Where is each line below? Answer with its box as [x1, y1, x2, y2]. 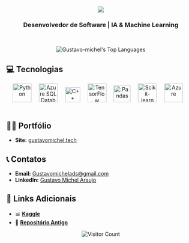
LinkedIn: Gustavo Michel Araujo [14, 176, 97, 183]
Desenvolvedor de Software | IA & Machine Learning [23, 21, 179, 29]
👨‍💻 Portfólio [6, 120, 52, 131]
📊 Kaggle [14, 210, 40, 217]
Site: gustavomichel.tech [14, 137, 77, 144]
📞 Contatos [6, 154, 46, 164]
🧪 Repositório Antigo [14, 218, 68, 226]
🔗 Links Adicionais [6, 194, 77, 204]
